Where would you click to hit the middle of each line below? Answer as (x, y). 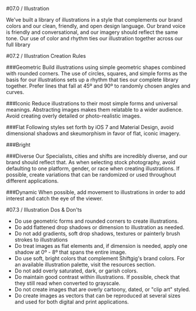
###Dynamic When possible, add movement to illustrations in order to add (96, 192)
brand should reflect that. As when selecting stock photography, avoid (91, 162)
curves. (15, 92)
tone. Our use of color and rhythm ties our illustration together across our (94, 38)
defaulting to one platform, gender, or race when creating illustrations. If (93, 168)
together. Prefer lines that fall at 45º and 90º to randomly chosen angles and (98, 86)
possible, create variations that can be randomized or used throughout (91, 174)
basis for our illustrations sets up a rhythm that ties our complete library (92, 80)
